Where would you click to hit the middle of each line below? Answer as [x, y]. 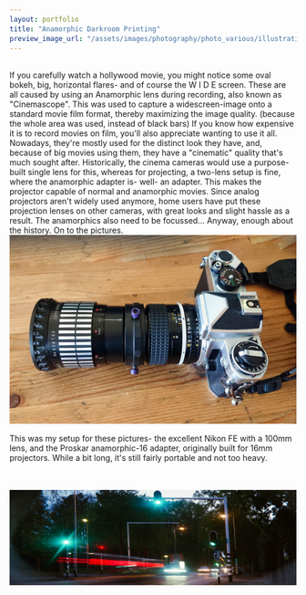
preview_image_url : [46, 38]
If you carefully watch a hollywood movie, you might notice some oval [140, 75]
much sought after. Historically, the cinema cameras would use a [131, 162]
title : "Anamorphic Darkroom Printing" [85, 29]
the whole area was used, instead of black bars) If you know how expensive [152, 124]
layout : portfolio [44, 19]
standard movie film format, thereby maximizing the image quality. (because [152, 114]
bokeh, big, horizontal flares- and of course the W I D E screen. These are [148, 85]
